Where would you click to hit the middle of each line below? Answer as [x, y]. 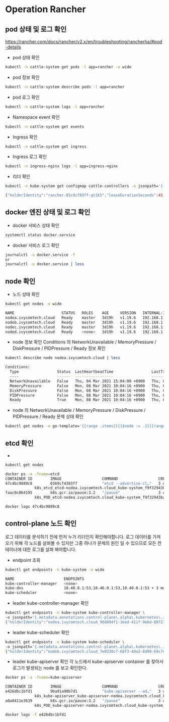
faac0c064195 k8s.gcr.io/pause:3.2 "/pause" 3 [83, 493]
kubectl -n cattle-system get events [45, 127]
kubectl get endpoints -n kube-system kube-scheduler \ [65, 642]
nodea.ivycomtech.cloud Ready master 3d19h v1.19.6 [71, 318]
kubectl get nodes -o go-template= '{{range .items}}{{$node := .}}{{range [85, 426]
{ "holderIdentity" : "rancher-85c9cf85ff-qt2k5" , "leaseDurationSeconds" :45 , [85, 196]
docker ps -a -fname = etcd [32, 474]
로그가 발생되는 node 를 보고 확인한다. [50, 668]
